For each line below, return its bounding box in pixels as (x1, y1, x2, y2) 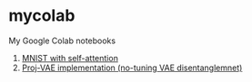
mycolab (8, 5, 76, 26)
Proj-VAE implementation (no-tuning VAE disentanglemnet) (21, 62, 243, 73)
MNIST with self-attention (21, 52, 119, 63)
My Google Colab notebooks (8, 35, 116, 46)
